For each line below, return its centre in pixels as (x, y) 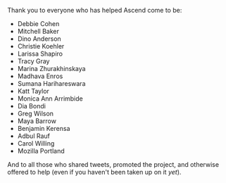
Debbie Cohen (38, 24)
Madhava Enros (40, 76)
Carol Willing (36, 143)
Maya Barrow (37, 121)
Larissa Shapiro (40, 53)
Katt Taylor (33, 91)
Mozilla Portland (41, 151)
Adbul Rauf (34, 136)
